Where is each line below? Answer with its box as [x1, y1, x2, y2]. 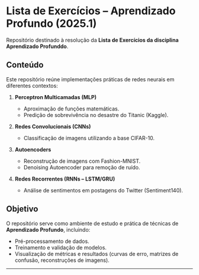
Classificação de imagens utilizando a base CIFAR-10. [23, 134, 155, 141]
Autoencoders [14, 146, 52, 153]
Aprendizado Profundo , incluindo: [6, 226, 91, 233]
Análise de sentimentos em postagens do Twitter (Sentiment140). [23, 187, 184, 194]
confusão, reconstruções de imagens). [14, 257, 110, 264]
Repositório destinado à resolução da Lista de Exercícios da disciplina [6, 36, 179, 43]
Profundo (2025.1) [6, 17, 97, 30]
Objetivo [6, 204, 38, 214]
